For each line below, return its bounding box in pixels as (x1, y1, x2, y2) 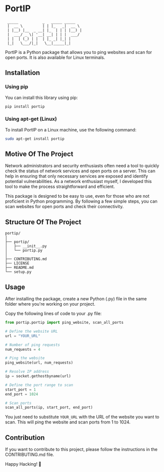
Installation (5, 69, 40, 77)
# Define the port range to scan (5, 382, 73, 388)
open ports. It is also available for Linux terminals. (5, 54, 105, 60)
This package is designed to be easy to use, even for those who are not (5, 193, 150, 199)
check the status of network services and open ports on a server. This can (5, 168, 156, 174)
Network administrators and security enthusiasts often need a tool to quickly (5, 163, 160, 169)
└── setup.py (5, 269, 32, 275)
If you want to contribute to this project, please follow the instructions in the (5, 446, 158, 452)
